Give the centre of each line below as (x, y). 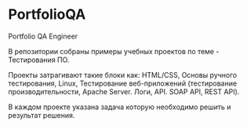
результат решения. (42, 115)
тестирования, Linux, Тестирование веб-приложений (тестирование (123, 83)
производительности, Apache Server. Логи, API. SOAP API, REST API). (124, 91)
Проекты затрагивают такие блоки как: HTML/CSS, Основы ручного (123, 75)
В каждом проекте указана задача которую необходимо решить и (120, 107)
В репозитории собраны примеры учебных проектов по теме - (114, 51)
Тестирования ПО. (39, 60)
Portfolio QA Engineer (43, 36)
